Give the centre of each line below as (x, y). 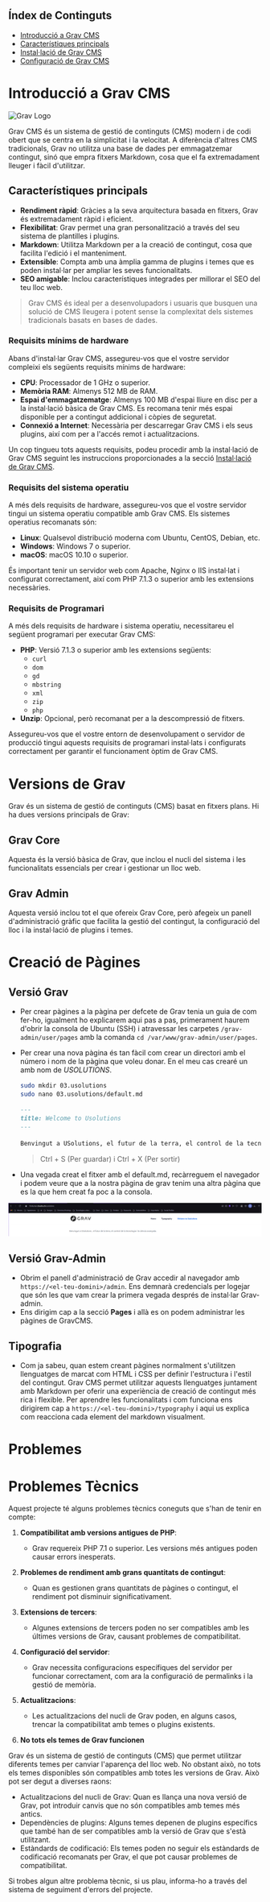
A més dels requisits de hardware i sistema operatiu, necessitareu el (121, 626)
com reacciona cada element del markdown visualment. (112, 1417)
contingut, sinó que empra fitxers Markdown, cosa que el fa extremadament (134, 157)
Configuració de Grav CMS (65, 60)
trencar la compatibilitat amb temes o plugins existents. (123, 1725)
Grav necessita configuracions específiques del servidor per (132, 1668)
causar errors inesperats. (74, 1557)
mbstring (47, 685)
